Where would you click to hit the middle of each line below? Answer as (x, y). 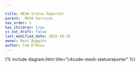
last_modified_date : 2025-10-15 (38, 36)
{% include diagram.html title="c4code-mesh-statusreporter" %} (70, 59)
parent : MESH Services (29, 18)
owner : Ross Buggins (26, 41)
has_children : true (25, 27)
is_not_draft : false (26, 32)
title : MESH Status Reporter (35, 14)
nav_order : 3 (18, 23)
